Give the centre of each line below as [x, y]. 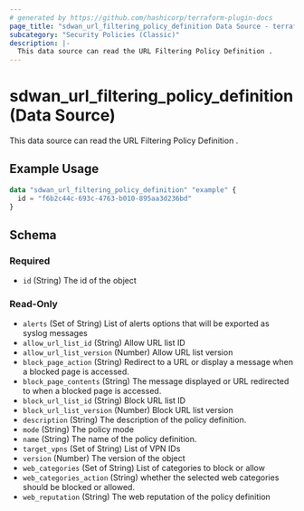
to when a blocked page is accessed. [92, 391]
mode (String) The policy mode [78, 429]
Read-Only [34, 304]
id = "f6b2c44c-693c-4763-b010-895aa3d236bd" [105, 198]
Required [30, 261]
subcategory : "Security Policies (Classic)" [95, 34]
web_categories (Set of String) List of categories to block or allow [143, 468]
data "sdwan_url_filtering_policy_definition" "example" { [123, 190]
